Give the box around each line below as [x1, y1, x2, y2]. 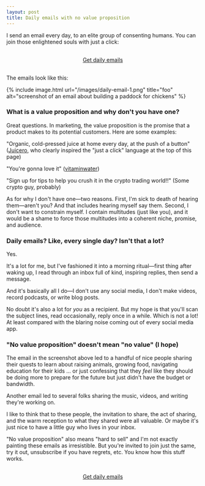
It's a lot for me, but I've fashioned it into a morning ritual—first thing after [6, 262, 192, 270]
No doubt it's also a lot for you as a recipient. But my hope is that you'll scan [6, 306, 198, 313]
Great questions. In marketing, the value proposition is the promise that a [6, 121, 190, 129]
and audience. [6, 221, 43, 229]
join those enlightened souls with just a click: [6, 38, 119, 45]
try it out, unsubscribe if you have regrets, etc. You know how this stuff [6, 449, 185, 456]
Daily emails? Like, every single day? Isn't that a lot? [6, 237, 165, 245]
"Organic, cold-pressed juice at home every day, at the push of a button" [6, 140, 190, 147]
